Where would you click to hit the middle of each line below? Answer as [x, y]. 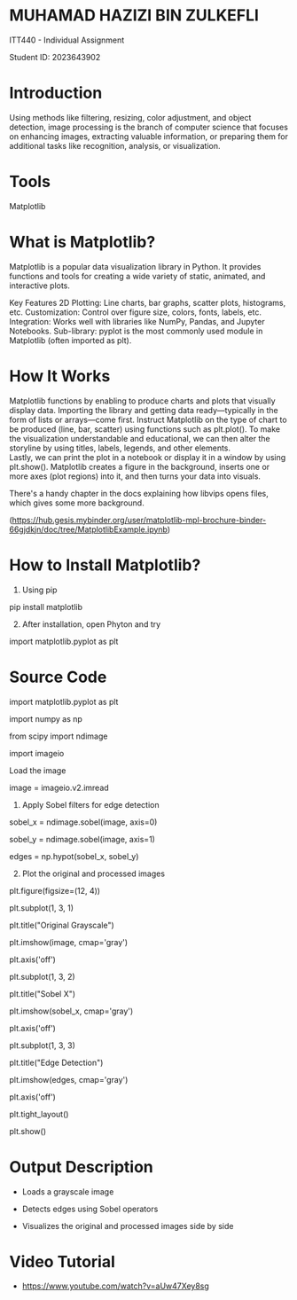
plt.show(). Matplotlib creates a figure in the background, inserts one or [140, 466]
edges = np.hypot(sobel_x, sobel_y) [74, 856]
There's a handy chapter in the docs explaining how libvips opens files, [139, 493]
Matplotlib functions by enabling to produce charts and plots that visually [143, 401]
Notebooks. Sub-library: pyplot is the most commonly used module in [136, 331]
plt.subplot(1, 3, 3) [42, 1045]
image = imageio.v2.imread [59, 787]
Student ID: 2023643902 [55, 57]
